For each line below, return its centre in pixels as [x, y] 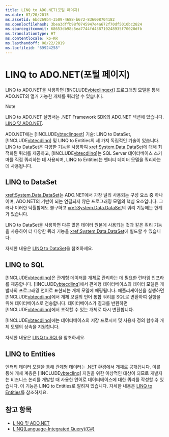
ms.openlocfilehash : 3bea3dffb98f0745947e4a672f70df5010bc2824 [74, 24]
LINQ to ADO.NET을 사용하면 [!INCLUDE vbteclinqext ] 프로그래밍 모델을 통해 [83, 90]
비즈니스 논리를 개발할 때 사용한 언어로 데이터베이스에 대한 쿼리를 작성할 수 [84, 379]
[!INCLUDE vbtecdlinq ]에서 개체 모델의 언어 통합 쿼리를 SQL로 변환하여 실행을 [83, 297]
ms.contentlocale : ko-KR [32, 39]
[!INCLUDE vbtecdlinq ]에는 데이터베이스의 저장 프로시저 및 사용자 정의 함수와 [82, 320]
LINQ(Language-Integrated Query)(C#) [54, 429]
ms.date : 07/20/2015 [27, 15]
